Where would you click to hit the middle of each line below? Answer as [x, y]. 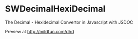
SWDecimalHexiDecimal [55, 9]
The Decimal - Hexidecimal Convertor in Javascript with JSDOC [69, 22]
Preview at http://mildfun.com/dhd [39, 31]
